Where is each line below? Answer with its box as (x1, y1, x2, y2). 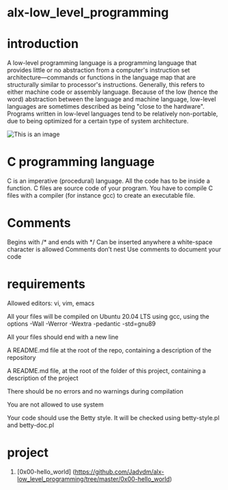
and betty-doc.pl (7, 421, 55, 429)
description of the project (7, 374, 79, 382)
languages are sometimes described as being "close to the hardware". (7, 103, 205, 111)
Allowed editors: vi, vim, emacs (7, 299, 95, 307)
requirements (7, 276, 85, 292)
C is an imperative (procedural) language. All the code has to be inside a (7, 177, 210, 185)
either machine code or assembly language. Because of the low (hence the (7, 88, 218, 96)
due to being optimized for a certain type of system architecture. (7, 117, 189, 125)
